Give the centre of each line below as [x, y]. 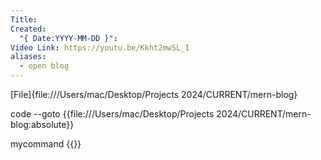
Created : [28, 29]
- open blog [44, 66]
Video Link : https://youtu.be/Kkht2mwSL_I [100, 47]
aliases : [28, 57]
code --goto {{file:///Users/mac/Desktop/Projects [112, 114]
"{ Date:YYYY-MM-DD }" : [68, 38]
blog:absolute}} [42, 124]
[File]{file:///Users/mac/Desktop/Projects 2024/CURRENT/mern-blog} [154, 94]
